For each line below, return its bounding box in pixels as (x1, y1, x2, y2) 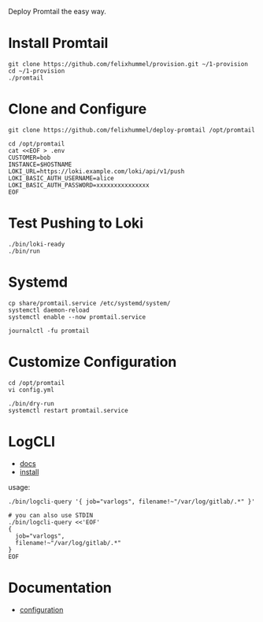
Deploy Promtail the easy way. (8, 7, 106, 16)
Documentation (8, 579, 113, 597)
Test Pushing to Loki (8, 214, 144, 232)
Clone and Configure (8, 100, 147, 118)
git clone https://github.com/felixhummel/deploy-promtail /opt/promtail (8, 126, 256, 134)
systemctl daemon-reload (8, 306, 90, 314)
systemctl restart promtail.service (8, 406, 128, 414)
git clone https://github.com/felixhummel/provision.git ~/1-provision (8, 60, 248, 68)
